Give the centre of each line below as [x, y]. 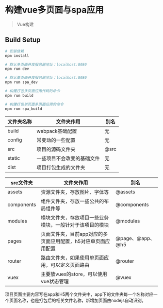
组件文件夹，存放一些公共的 [72, 201]
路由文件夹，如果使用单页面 [72, 257]
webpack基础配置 [57, 131]
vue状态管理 [55, 281]
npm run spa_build [24, 109]
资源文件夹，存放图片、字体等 [75, 192]
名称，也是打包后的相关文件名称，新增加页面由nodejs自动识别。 [82, 300]
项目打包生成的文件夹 [61, 167]
